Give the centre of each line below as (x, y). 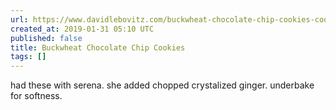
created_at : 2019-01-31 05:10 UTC (82, 29)
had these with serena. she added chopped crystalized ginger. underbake (162, 85)
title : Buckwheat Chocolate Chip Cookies (98, 47)
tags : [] (28, 57)
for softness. (36, 96)
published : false (46, 38)
